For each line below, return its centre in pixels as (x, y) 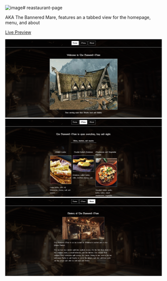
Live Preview (18, 32)
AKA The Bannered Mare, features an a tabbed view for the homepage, (78, 17)
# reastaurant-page (42, 8)
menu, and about (23, 23)
